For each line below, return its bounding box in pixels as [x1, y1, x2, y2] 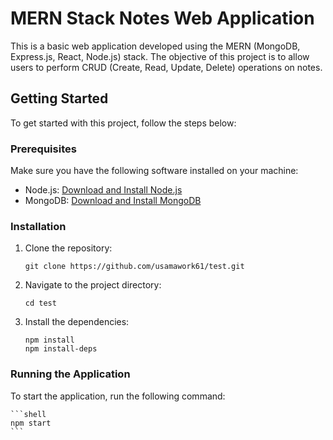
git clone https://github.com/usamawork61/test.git [24, 262, 245, 272]
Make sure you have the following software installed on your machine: [10, 165, 299, 177]
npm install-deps [24, 344, 98, 354]
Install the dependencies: [24, 316, 130, 328]
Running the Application [10, 367, 131, 381]
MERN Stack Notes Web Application [10, 7, 315, 30]
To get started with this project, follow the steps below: [10, 117, 237, 129]
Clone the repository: [24, 242, 113, 254]
